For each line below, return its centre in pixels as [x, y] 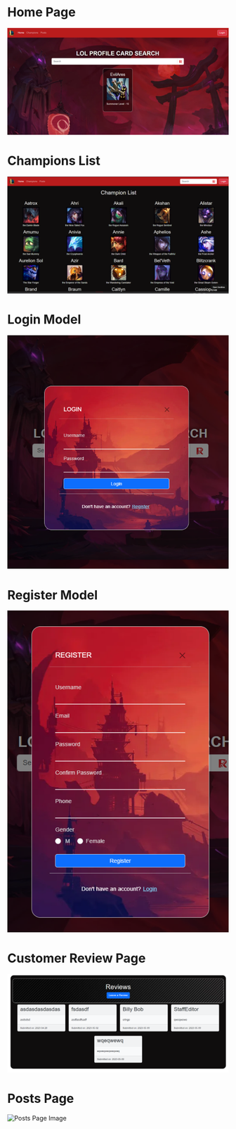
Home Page [41, 12]
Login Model [44, 319]
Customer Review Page [77, 958]
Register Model [53, 595]
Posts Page [41, 1098]
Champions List [54, 161]
